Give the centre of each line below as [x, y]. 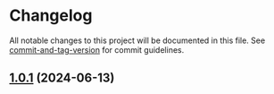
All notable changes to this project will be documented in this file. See [137, 40]
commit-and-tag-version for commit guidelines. [97, 49]
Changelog [51, 16]
